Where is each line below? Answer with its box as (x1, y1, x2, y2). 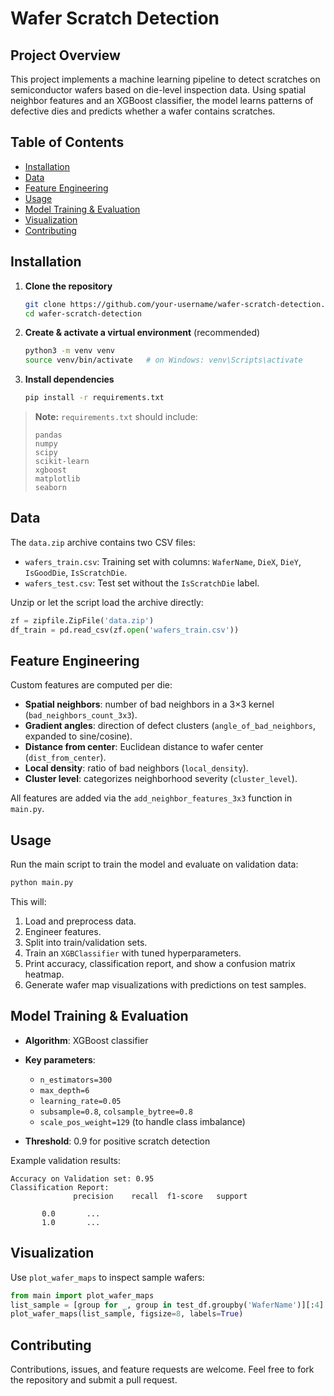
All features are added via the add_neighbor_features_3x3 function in (10, 792, 293, 804)
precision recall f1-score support (73, 1191, 248, 1201)
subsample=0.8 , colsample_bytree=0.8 (39, 1105, 193, 1117)
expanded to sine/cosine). (24, 730, 133, 742)
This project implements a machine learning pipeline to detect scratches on (10, 73, 321, 85)
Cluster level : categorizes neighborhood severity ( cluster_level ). (24, 773, 298, 785)
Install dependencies (24, 373, 115, 386)
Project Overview (10, 47, 121, 64)
